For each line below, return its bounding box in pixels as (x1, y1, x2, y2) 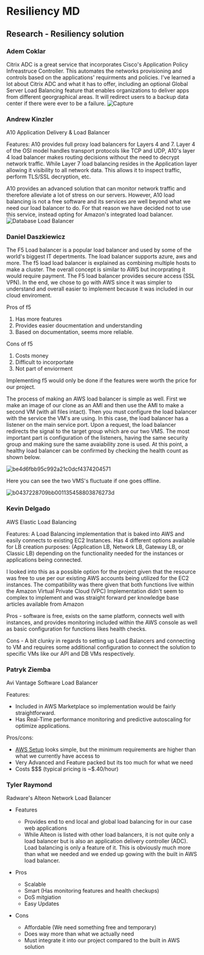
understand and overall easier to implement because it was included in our (6, 285, 194, 292)
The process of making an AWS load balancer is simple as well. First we (6, 395, 187, 402)
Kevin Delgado (6, 504, 51, 513)
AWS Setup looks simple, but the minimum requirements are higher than (15, 746, 196, 753)
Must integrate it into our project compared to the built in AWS (24, 937, 180, 944)
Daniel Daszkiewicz (6, 233, 66, 241)
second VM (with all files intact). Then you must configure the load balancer (6, 408, 197, 416)
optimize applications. (15, 722, 71, 730)
